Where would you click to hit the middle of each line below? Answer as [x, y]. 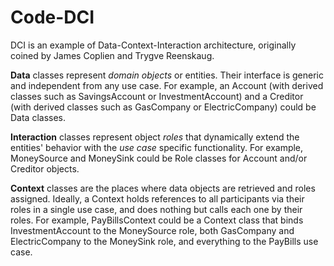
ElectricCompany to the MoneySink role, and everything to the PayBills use [164, 241]
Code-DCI [52, 17]
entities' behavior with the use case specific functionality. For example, [157, 147]
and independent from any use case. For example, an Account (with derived [167, 85]
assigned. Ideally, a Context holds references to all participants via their [157, 198]
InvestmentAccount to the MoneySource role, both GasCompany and [152, 230]
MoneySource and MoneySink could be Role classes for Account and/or [159, 158]
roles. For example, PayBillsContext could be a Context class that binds [157, 220]
